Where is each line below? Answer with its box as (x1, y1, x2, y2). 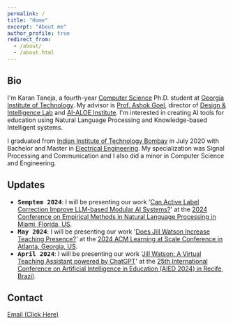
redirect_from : (7, 36, 52, 43)
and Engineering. (7, 158, 57, 167)
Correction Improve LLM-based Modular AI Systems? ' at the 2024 (17, 205, 208, 213)
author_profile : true (7, 29, 70, 37)
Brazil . (17, 271, 36, 280)
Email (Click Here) (7, 310, 59, 319)
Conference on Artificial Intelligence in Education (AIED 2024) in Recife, (17, 264, 224, 273)
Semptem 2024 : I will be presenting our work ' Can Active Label (17, 197, 200, 206)
